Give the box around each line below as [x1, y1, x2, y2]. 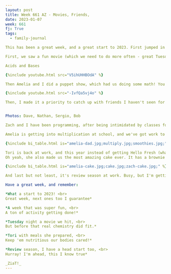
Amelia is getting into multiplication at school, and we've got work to [5, 131, 165, 137]
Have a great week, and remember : [5, 182, 79, 188]
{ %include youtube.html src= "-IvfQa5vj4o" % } [5, 91, 103, 96]
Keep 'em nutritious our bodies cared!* [5, 238, 93, 243]
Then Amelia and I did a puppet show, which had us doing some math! [5, 82, 156, 87]
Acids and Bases [5, 63, 40, 68]
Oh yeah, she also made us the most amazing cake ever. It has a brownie [5, 155, 165, 160]
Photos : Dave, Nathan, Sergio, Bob [5, 114, 81, 119]
